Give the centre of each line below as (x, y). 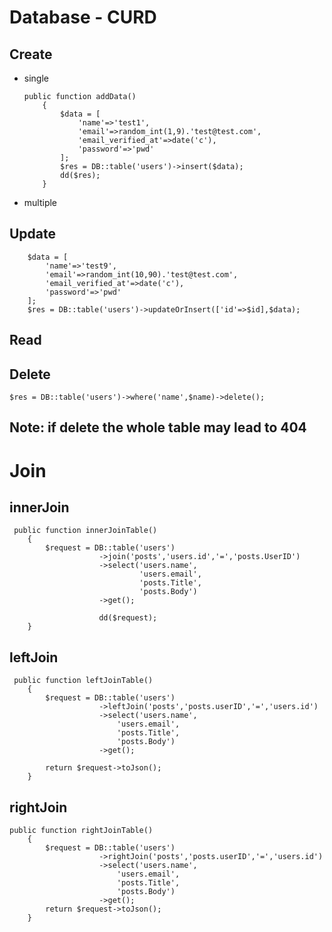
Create (31, 54)
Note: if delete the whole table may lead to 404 (158, 427)
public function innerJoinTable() (85, 531)
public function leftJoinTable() (83, 681)
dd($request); (128, 618)
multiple (40, 202)
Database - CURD (83, 17)
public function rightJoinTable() (81, 831)
